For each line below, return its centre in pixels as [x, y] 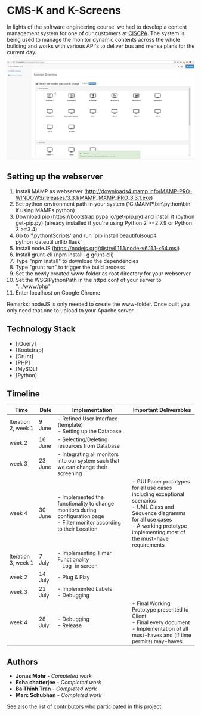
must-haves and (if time [161, 635]
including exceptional [158, 494]
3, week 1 [21, 562]
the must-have [150, 538]
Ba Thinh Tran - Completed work [56, 689]
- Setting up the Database [89, 431]
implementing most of [158, 532]
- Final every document [161, 622]
